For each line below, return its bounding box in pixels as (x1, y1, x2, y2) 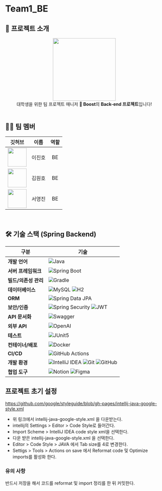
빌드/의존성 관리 (8, 277, 44, 284)
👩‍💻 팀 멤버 (5, 122, 36, 131)
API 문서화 (8, 313, 32, 320)
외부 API (8, 322, 27, 330)
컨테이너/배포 (8, 342, 38, 349)
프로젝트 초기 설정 (5, 387, 57, 396)
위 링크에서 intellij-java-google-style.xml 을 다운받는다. (12, 416, 123, 422)
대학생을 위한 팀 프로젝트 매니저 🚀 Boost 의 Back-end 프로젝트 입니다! (17, 101, 152, 107)
